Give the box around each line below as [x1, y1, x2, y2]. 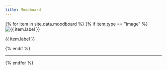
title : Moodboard [5, 7, 41, 12]
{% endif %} [5, 45, 31, 51]
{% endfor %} [5, 60, 34, 66]
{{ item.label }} [5, 36, 35, 42]
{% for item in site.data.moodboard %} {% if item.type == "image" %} [5, 21, 148, 27]
